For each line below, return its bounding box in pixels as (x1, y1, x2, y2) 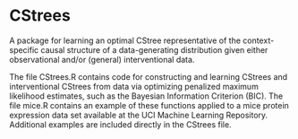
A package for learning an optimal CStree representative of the (9, 35, 242, 46)
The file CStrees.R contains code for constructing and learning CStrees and (9, 71, 288, 82)
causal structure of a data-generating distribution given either (40, 44, 268, 55)
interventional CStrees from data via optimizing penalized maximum (9, 81, 260, 91)
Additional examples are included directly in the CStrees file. (9, 118, 232, 130)
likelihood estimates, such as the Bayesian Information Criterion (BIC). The (9, 91, 284, 101)
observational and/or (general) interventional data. (9, 54, 195, 65)
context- (243, 35, 275, 46)
